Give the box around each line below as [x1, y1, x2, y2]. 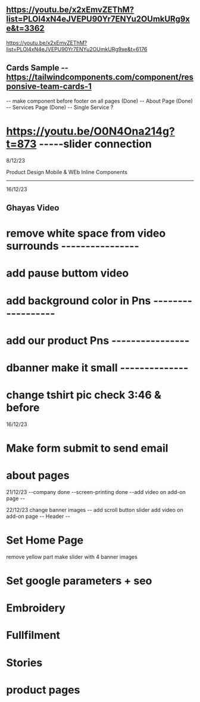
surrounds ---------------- [6, 240, 139, 253]
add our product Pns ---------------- [6, 334, 190, 347]
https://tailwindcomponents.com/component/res [6, 72, 194, 82]
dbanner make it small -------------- [6, 361, 189, 374]
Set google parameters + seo [6, 574, 152, 588]
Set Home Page [6, 533, 84, 547]
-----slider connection [39, 137, 152, 151]
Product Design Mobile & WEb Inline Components [6, 168, 128, 175]
